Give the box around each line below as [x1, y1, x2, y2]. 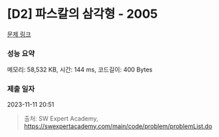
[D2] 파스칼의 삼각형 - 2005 [7, 6, 158, 22]
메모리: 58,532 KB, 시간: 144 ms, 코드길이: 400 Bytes [7, 65, 153, 74]
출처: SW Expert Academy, [23, 114, 99, 123]
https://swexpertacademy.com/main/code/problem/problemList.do [23, 122, 213, 130]
